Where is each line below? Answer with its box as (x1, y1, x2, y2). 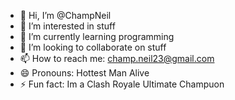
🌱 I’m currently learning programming (19, 31, 175, 42)
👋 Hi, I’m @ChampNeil (19, 10, 112, 21)
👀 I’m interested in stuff (19, 20, 116, 32)
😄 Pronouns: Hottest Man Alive (19, 67, 150, 79)
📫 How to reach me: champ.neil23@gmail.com (19, 53, 215, 64)
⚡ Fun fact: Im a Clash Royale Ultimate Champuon (19, 78, 225, 90)
